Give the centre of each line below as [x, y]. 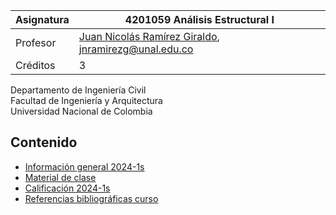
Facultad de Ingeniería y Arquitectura [86, 100]
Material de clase [60, 177]
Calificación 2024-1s [67, 188]
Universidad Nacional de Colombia [81, 111]
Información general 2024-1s [84, 166]
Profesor [36, 42]
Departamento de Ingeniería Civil [78, 90]
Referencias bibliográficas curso [91, 198]
